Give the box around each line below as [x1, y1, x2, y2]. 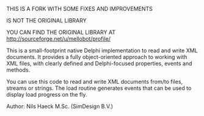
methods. [6, 66, 31, 73]
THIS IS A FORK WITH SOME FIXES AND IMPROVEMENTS [6, 5, 153, 12]
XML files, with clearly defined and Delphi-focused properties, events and [6, 60, 192, 67]
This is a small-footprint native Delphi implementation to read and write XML [6, 47, 198, 54]
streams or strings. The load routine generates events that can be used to [6, 84, 192, 92]
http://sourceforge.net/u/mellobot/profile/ [6, 35, 111, 42]
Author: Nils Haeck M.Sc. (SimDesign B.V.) [6, 103, 113, 110]
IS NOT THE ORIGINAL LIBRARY [6, 17, 87, 24]
